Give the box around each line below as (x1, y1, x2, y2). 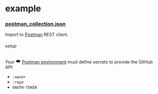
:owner (12, 74, 26, 79)
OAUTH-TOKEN (12, 85, 37, 90)
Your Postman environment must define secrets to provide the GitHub (5, 59, 153, 64)
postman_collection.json (5, 21, 66, 28)
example (5, 3, 41, 14)
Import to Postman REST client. (5, 31, 69, 37)
